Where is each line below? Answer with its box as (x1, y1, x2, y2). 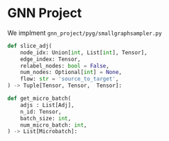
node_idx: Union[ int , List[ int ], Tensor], (20, 48, 148, 56)
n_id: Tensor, (20, 108, 62, 115)
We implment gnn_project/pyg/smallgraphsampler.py (7, 28, 162, 37)
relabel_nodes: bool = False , (20, 62, 110, 69)
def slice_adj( (7, 42, 53, 49)
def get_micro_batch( (7, 95, 72, 103)
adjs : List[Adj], (20, 101, 75, 108)
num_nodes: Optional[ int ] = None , (20, 69, 122, 76)
